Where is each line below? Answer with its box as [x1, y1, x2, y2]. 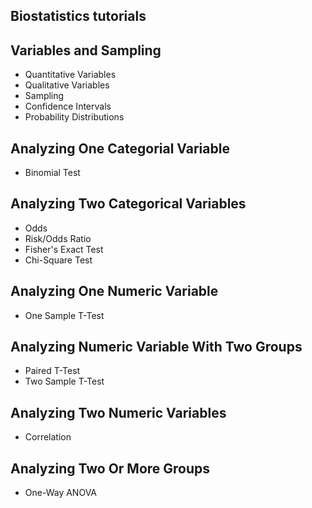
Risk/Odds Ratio [24, 232, 92, 244]
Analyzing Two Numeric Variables [10, 404, 227, 421]
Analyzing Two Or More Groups [10, 460, 211, 477]
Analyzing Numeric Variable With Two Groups [10, 339, 303, 356]
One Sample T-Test [24, 309, 105, 321]
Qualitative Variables [24, 79, 110, 91]
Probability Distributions [24, 111, 125, 123]
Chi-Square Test [24, 254, 93, 266]
